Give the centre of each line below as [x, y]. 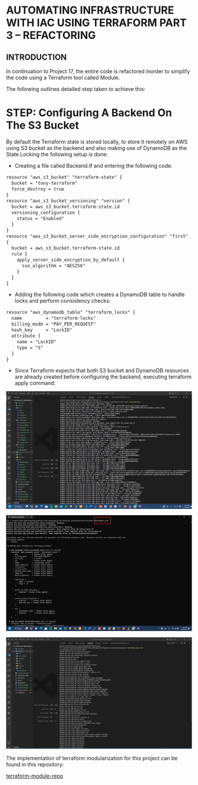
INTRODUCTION [37, 57]
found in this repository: [35, 764]
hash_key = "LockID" [42, 330]
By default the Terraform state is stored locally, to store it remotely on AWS [97, 142]
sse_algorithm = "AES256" [53, 266]
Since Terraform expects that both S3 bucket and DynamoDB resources [102, 370]
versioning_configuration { [46, 212]
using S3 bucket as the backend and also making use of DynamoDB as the [97, 148]
